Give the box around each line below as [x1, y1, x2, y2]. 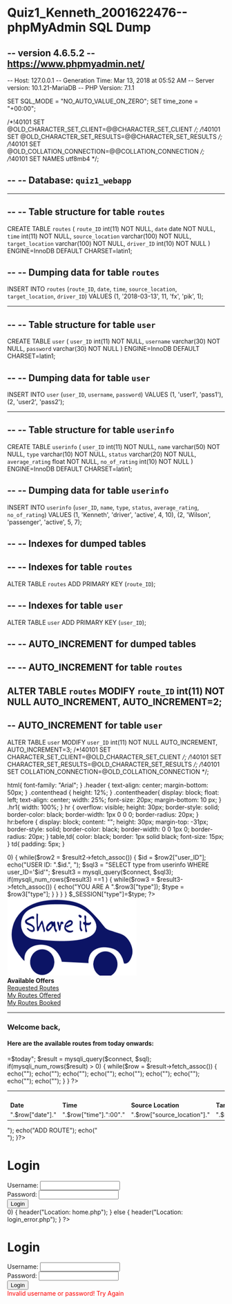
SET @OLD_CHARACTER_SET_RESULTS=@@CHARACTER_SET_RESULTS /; [7, 133, 223, 141]
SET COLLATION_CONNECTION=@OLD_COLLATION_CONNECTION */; [7, 767, 209, 776]
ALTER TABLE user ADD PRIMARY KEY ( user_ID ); [7, 618, 146, 626]
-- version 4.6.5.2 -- [7, 47, 95, 59]
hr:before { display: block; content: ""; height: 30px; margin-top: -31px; [7, 817, 209, 826]
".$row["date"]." [10, 1111, 57, 1119]
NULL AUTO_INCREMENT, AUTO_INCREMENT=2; [7, 696, 222, 707]
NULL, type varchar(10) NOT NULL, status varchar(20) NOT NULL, [7, 450, 197, 458]
